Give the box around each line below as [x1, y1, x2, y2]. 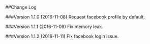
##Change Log [5, 4, 37, 10]
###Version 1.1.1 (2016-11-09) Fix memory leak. [5, 23, 103, 29]
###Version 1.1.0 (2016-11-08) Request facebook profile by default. [5, 14, 145, 19]
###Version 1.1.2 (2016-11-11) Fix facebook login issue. [5, 33, 119, 39]
